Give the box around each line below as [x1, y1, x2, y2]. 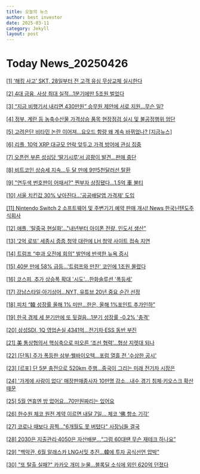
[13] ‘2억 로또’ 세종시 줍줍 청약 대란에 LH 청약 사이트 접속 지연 [6, 238, 150, 245]
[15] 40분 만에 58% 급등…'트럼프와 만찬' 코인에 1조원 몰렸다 [6, 263, 146, 270]
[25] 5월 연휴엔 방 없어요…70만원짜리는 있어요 [6, 397, 115, 405]
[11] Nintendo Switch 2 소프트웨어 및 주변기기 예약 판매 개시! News [6, 205, 164, 212]
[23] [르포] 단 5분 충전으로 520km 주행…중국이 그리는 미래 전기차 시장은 [6, 364, 176, 372]
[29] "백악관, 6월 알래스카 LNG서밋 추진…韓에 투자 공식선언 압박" [6, 448, 160, 455]
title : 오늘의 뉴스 [6, 8, 48, 15]
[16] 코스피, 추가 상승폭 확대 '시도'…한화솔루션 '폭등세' [6, 276, 133, 283]
